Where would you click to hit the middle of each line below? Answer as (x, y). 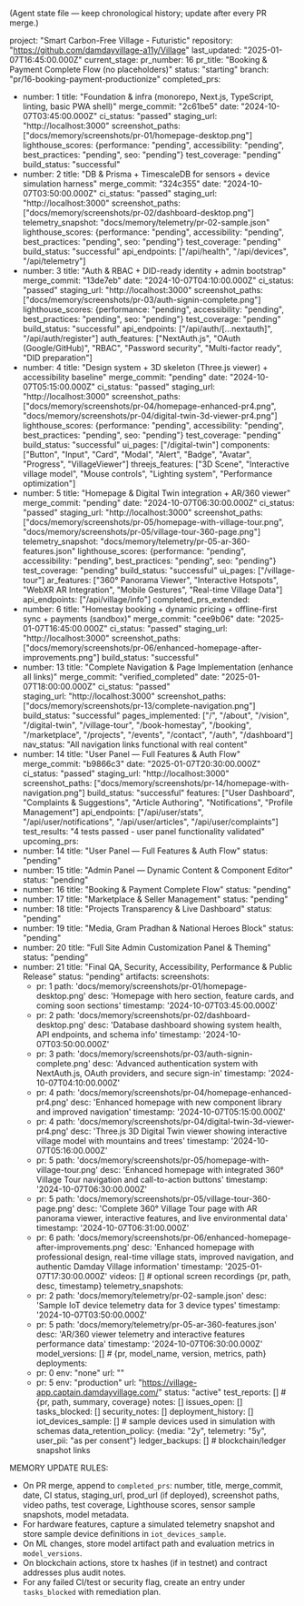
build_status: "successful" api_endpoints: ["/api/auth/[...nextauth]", (147, 328)
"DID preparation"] (57, 358)
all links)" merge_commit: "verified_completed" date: (121, 677)
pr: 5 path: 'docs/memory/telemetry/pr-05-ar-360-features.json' (156, 1324)
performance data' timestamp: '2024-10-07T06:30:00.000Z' (149, 1344)
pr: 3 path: (55, 1054)
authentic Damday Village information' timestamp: (129, 1267)
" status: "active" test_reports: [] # (222, 1392)
